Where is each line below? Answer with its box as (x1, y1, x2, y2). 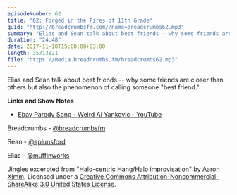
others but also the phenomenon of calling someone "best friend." (7, 82, 200, 92)
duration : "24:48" (7, 37, 61, 44)
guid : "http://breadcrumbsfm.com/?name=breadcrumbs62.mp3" (7, 23, 185, 30)
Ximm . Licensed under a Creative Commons (7, 172, 135, 180)
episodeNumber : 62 (7, 10, 61, 18)
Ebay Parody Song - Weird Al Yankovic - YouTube (17, 110, 162, 118)
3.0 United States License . (39, 180, 116, 188)
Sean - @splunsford (7, 137, 66, 146)
